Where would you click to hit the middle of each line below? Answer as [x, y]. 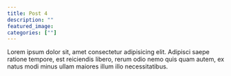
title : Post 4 [28, 13]
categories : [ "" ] [32, 33]
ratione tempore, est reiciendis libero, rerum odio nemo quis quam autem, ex [116, 60]
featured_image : [30, 26]
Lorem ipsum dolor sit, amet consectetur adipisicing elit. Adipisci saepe [109, 52]
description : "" [30, 20]
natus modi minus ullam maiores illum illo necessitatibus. [88, 66]
